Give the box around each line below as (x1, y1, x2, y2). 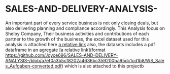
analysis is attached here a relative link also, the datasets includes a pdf (5, 41, 155, 47)
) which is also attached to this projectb (61, 63, 144, 69)
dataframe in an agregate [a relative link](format (5, 47, 106, 53)
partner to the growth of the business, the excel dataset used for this (5, 36, 149, 42)
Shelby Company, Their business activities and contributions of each (5, 30, 149, 36)
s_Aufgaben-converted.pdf (5, 63, 62, 69)
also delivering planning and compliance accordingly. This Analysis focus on (5, 25, 165, 31)
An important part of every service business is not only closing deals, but (5, 20, 158, 26)
